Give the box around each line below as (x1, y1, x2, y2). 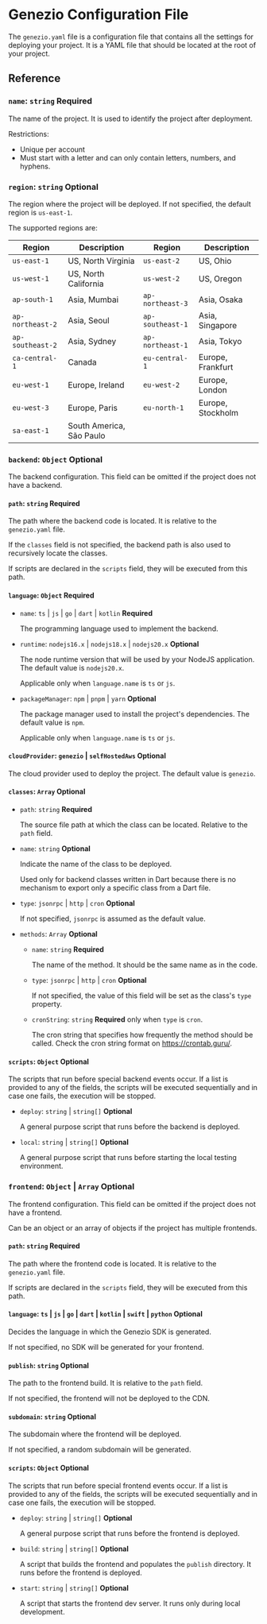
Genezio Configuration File (8, 6, 189, 24)
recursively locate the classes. (8, 548, 108, 558)
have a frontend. (8, 1208, 62, 1217)
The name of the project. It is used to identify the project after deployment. (8, 114, 253, 123)
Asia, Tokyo (198, 335, 242, 346)
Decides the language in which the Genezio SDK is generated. (8, 1327, 212, 1336)
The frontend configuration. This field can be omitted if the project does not (8, 1199, 257, 1208)
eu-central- (142, 354, 188, 362)
